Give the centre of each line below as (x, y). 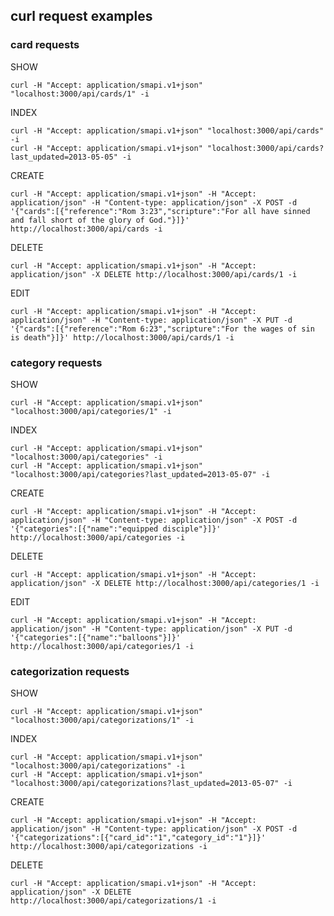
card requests (45, 45)
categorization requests (70, 671)
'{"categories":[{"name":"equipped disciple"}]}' (116, 529)
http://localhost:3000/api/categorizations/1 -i (113, 901)
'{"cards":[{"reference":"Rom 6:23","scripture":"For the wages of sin (162, 329)
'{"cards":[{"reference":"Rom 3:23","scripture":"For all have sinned (160, 211)
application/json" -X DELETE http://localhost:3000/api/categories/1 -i (165, 583)
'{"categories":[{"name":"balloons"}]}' (96, 637)
